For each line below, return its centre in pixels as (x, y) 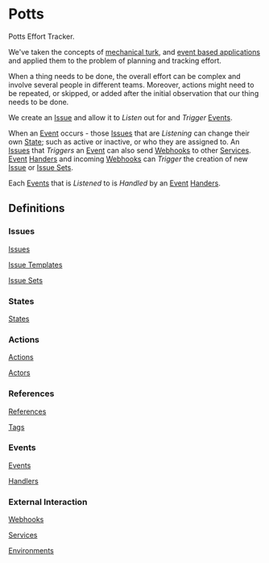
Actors (19, 373)
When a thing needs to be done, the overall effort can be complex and (124, 76)
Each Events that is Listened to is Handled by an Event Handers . (115, 183)
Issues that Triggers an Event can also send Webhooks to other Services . (130, 150)
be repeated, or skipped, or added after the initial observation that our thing (134, 93)
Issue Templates (35, 265)
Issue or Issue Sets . (41, 167)
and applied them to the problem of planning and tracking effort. (115, 60)
